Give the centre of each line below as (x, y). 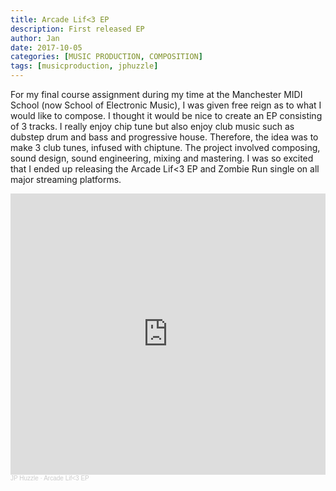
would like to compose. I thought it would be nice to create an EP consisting (166, 115)
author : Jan (35, 38)
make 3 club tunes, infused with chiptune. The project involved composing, (165, 147)
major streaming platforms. (66, 179)
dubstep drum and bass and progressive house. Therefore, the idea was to (164, 137)
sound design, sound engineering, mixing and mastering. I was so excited (162, 158)
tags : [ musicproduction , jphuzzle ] (84, 66)
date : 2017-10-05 (46, 47)
